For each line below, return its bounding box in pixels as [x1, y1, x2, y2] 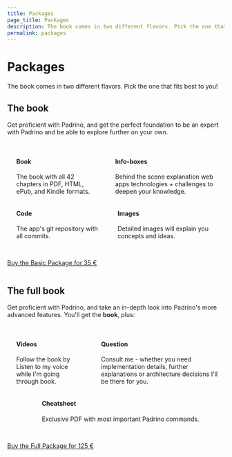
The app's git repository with [16, 224, 99, 233]
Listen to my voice [16, 363, 68, 371]
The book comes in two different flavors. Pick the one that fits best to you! [7, 82, 218, 91]
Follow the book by [16, 355, 70, 364]
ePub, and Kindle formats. [16, 188, 90, 196]
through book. [16, 377, 57, 386]
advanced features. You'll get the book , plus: [7, 311, 135, 319]
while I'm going [16, 370, 60, 378]
